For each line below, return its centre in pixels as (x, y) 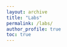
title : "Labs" (24, 18)
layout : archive (27, 12)
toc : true (19, 35)
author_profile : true (34, 29)
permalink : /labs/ (30, 23)
